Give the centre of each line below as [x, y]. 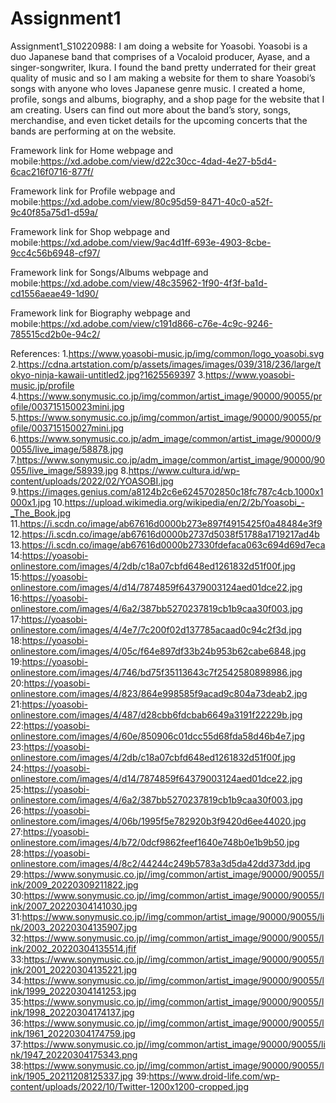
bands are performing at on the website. [93, 131]
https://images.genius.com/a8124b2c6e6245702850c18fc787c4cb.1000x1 [171, 491]
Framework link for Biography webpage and [100, 313]
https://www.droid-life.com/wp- [214, 1076]
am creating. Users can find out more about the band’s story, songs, [151, 109]
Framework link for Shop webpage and [90, 231]
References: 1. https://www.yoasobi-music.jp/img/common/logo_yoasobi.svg [167, 353]
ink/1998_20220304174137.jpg [72, 1012]
